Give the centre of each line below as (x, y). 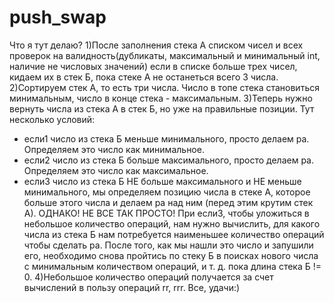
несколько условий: (52, 119)
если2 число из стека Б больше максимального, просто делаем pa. (168, 160)
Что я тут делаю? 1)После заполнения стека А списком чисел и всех (156, 45)
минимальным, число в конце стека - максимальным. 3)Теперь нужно (161, 98)
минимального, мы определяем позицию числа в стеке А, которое (167, 192)
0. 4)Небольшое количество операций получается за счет (148, 277)
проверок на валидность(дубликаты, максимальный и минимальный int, (165, 55)
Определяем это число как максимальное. (116, 170)
